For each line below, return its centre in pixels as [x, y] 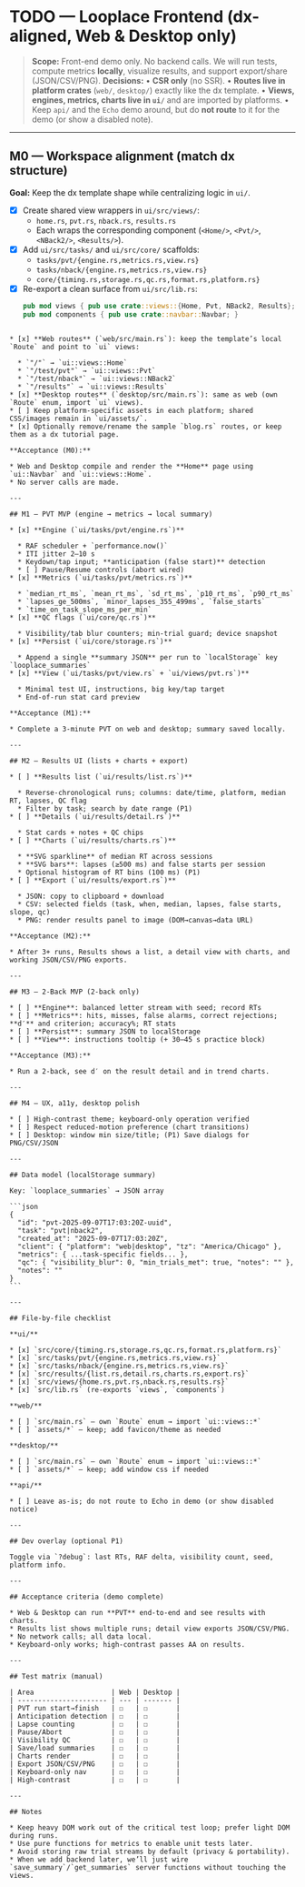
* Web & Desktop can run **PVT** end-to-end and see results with [138, 1612]
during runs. [34, 1835]
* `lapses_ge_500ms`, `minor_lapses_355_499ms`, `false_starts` [142, 601]
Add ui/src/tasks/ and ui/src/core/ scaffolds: [111, 249]
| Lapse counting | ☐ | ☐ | [95, 1724]
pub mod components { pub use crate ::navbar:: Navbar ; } [130, 314]
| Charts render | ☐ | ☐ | [95, 1756]
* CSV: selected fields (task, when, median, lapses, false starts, [150, 904]
